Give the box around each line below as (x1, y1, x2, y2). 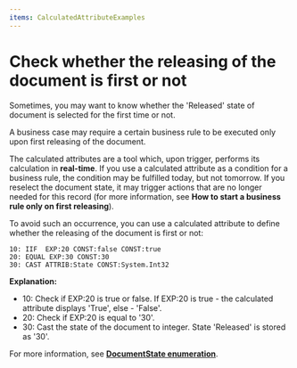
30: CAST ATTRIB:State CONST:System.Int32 (9, 260, 169, 269)
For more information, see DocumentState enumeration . (9, 348, 219, 359)
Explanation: (9, 275, 58, 286)
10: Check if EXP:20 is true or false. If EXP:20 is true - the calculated (21, 293, 274, 304)
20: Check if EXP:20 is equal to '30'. (21, 312, 155, 323)
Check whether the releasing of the (9, 51, 276, 71)
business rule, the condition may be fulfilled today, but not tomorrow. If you (9, 172, 285, 183)
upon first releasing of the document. (9, 135, 146, 147)
